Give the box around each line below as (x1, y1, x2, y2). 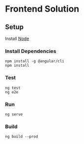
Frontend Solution (5, 3, 80, 15)
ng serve (5, 112, 23, 117)
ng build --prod (5, 134, 38, 139)
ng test (5, 85, 21, 90)
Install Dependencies (5, 48, 57, 54)
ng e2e (5, 90, 19, 94)
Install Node (5, 36, 29, 41)
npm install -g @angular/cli (5, 59, 64, 64)
